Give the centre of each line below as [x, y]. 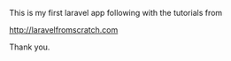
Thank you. [30, 47]
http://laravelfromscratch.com [64, 30]
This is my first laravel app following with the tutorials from [116, 13]
